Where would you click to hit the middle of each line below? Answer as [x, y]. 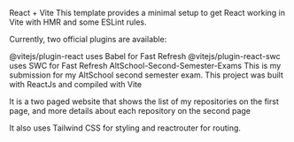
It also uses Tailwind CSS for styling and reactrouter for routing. [125, 128]
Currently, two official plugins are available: [88, 39]
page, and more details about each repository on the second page [130, 111]
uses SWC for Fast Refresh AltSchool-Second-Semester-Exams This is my [145, 66]
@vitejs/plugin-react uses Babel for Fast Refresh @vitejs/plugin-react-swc [145, 56]
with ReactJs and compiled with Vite [76, 84]
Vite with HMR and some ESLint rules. [78, 22]
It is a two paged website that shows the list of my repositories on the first [144, 101]
